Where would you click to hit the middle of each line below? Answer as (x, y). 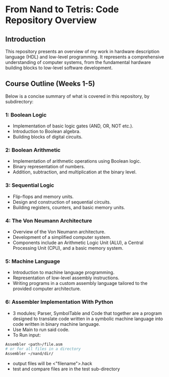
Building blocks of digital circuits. (47, 137)
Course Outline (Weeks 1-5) (50, 84)
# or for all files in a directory (43, 349)
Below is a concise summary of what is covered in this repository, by (77, 96)
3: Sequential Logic (30, 185)
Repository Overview (51, 20)
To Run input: (27, 335)
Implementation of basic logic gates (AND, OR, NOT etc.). (73, 126)
